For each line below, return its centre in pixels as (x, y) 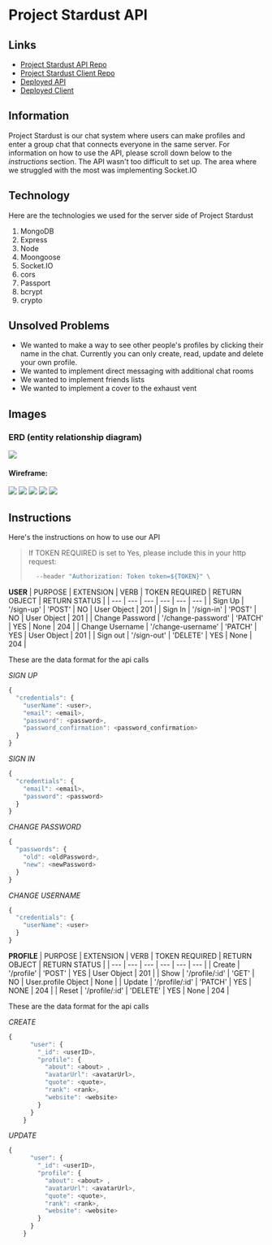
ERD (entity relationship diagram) (76, 437)
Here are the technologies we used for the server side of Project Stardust (131, 215)
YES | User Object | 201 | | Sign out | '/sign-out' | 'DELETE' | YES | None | (130, 635)
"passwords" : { (41, 850)
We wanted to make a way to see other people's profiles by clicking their (142, 345)
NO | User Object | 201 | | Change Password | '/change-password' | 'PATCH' (136, 618)
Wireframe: (28, 472)
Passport (35, 283)
